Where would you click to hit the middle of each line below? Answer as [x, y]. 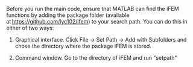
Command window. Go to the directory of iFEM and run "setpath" [96, 58]
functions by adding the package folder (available [68, 15]
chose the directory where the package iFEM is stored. [83, 46]
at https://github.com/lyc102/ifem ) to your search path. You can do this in [97, 21]
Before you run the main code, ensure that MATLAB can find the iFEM [93, 9]
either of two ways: [30, 28]
